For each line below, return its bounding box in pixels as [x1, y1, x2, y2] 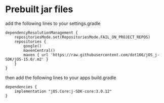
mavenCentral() [23, 48, 56, 53]
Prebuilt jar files [5, 4, 73, 15]
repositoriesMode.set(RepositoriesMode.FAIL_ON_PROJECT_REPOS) [14, 35, 151, 40]
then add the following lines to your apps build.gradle [5, 75, 116, 81]
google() [23, 43, 42, 49]
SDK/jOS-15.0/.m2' [5, 57, 44, 62]
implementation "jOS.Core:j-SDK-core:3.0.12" [14, 89, 112, 94]
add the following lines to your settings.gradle [5, 20, 101, 26]
